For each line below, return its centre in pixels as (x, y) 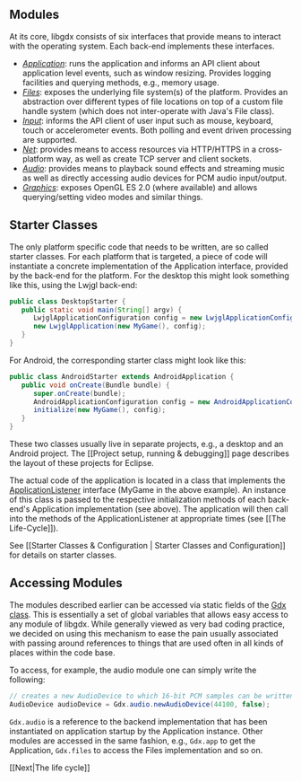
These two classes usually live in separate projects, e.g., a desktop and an (146, 444)
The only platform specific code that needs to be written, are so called (139, 247)
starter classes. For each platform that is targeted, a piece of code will (138, 256)
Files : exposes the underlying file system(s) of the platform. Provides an (155, 92)
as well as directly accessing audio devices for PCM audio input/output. (155, 178)
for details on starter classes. (63, 555)
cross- (271, 149)
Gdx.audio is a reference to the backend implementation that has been (138, 721)
